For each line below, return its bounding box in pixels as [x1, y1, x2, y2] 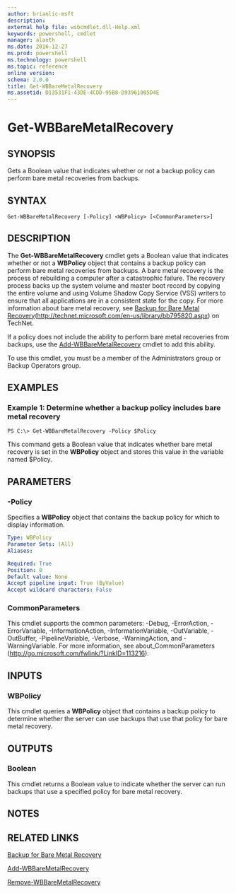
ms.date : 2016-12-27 [7, 43, 69, 50]
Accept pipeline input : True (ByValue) [7, 580, 125, 587]
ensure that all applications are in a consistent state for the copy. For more [7, 296, 224, 305]
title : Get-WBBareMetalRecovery [7, 83, 102, 90]
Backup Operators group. [7, 361, 81, 370]
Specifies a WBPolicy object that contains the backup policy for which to [7, 513, 220, 522]
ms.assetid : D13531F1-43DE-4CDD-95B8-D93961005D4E [7, 89, 160, 96]
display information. [7, 520, 65, 529]
